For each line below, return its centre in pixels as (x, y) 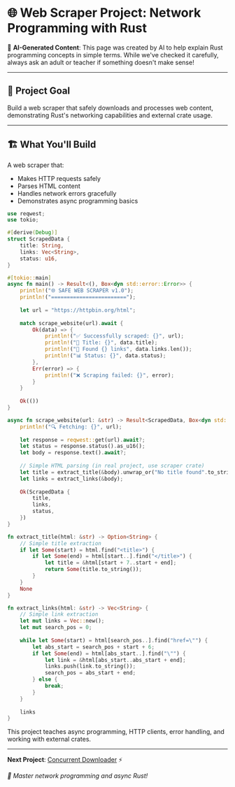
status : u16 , (39, 259)
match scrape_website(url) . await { (72, 323)
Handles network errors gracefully (67, 193)
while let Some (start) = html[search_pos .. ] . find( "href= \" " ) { (114, 640)
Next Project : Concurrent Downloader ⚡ (65, 760)
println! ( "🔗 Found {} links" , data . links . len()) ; (118, 349)
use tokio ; (23, 220)
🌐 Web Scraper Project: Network (104, 13)
